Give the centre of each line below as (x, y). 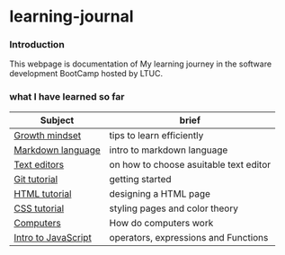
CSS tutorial (39, 208)
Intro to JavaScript (53, 237)
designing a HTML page (160, 193)
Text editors (39, 164)
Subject (57, 120)
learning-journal (71, 17)
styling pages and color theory (174, 208)
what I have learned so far (67, 97)
